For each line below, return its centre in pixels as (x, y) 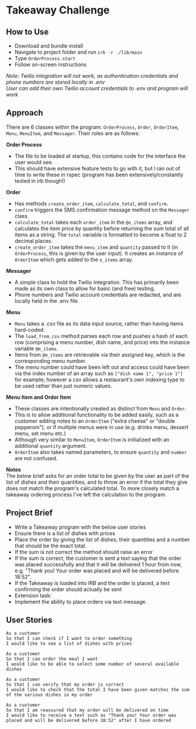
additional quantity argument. (51, 446)
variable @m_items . (36, 348)
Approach (25, 113)
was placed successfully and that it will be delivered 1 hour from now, (98, 564)
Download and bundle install (49, 46)
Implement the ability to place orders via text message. (81, 601)
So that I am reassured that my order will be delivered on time (87, 710)
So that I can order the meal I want (52, 659)
